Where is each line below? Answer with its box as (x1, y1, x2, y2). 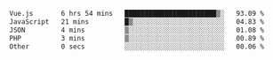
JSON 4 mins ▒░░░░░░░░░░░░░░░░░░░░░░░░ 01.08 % (9, 26, 265, 34)
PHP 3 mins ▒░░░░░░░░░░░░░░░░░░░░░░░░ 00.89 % (9, 34, 265, 42)
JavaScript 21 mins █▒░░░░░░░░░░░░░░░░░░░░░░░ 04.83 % (9, 17, 265, 26)
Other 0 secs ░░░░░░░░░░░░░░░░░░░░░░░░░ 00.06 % (9, 41, 265, 51)
